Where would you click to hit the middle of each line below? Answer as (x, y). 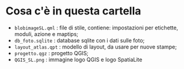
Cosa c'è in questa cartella (74, 11)
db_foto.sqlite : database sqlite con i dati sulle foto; (79, 40)
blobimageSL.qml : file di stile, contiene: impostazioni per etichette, (96, 28)
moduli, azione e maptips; (46, 34)
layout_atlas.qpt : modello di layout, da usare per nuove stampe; (95, 47)
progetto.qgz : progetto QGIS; (51, 53)
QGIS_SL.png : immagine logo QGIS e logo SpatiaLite (78, 59)
